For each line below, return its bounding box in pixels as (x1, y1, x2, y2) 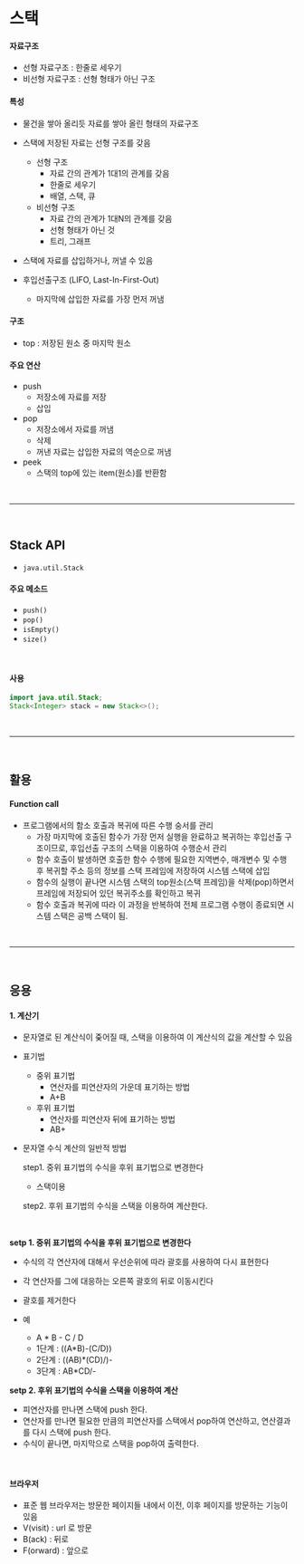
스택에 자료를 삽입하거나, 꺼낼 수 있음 (22, 254, 154, 265)
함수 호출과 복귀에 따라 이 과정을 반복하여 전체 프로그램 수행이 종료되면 (35, 898, 285, 910)
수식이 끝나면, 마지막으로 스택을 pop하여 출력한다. (22, 1438, 199, 1449)
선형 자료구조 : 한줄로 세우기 (22, 62, 122, 73)
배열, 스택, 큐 (49, 190, 96, 201)
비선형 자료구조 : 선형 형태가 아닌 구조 (22, 73, 156, 84)
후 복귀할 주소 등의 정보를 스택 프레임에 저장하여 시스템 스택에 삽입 (35, 865, 271, 876)
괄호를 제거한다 (22, 1295, 77, 1306)
